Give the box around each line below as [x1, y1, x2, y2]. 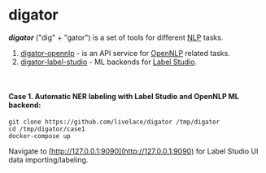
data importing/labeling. [8, 155, 89, 165]
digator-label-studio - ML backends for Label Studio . [20, 57, 198, 67]
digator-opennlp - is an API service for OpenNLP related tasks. [20, 48, 230, 58]
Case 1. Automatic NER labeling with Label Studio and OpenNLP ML [8, 91, 240, 101]
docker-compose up [8, 132, 71, 141]
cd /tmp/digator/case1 [8, 125, 85, 133]
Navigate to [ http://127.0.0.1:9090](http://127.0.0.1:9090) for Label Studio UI [8, 146, 259, 156]
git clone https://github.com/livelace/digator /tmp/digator [8, 118, 220, 127]
